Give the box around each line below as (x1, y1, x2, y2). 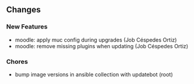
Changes (6, 5, 41, 15)
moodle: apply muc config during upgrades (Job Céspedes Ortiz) (14, 36, 177, 43)
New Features (6, 23, 48, 31)
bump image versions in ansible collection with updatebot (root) (14, 71, 173, 78)
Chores (6, 57, 28, 66)
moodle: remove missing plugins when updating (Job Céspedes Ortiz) (14, 42, 189, 49)
